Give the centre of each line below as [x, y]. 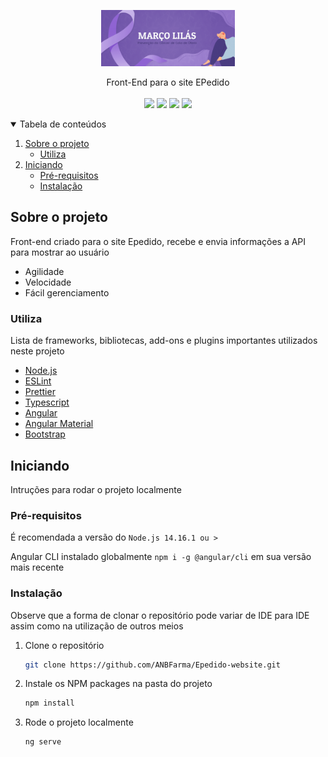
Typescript [47, 402]
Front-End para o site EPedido [168, 82]
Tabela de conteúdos [63, 124]
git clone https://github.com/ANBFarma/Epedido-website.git [152, 665]
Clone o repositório [64, 645]
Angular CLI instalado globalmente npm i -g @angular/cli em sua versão [161, 557]
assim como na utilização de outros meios [97, 626]
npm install [49, 703]
